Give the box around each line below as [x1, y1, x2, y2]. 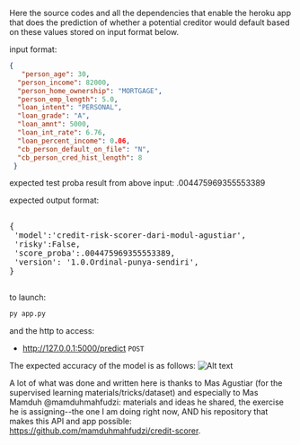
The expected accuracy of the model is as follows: [9, 361, 196, 371]
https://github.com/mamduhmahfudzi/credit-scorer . [9, 425, 201, 436]
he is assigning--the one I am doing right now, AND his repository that [9, 406, 269, 417]
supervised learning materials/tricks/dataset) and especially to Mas [9, 388, 259, 398]
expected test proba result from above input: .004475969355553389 [9, 178, 266, 188]
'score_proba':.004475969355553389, [13, 249, 176, 258]
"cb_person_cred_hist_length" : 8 [17, 153, 143, 162]
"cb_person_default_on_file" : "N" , [17, 144, 151, 153]
